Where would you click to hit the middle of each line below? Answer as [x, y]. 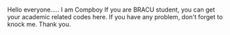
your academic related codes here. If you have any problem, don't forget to [115, 17]
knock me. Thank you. [39, 24]
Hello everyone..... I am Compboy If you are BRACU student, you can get [111, 10]
